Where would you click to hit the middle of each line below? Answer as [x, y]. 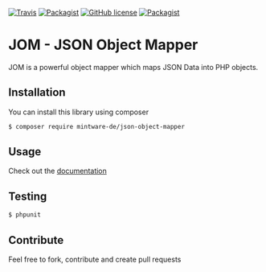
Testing [28, 196]
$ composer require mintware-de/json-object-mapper [96, 126]
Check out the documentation [57, 171]
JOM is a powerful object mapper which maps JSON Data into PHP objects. [133, 67]
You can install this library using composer [79, 112]
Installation [37, 93]
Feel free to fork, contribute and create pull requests [95, 259]
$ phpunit [25, 215]
